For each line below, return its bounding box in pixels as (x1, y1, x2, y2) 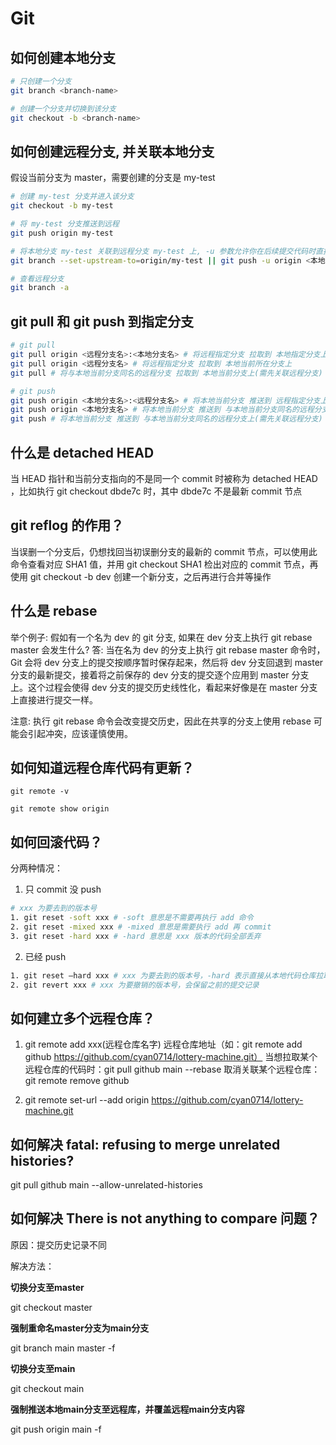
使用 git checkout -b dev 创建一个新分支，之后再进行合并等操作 (10, 570, 272, 582)
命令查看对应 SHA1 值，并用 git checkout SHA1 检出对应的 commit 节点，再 (10, 558, 319, 570)
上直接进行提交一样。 (10, 693, 98, 706)
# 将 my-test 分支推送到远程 (10, 219, 120, 229)
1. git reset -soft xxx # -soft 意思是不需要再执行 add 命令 (10, 913, 254, 923)
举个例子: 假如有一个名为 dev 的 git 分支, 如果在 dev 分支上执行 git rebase (10, 631, 313, 643)
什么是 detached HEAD (10, 444, 155, 461)
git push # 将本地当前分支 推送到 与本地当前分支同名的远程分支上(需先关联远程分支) (10, 414, 323, 424)
